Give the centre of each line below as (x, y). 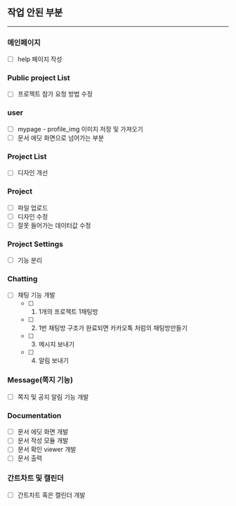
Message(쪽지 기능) (40, 380)
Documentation (34, 415)
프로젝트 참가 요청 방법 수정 (55, 94)
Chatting (22, 279)
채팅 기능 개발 (36, 295)
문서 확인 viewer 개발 (47, 450)
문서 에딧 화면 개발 (43, 432)
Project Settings (35, 243)
